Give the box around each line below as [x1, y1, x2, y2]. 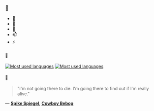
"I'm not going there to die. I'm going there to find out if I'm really [17, 85, 149, 91]
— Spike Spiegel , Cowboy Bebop [5, 100, 74, 106]
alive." [17, 91, 30, 97]
